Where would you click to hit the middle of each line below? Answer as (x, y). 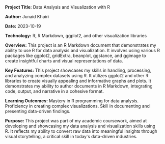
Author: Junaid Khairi (27, 16)
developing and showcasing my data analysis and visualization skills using (80, 126)
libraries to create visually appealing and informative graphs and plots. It (78, 81)
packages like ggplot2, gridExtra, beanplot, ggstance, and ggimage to (76, 56)
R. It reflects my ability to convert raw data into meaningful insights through (81, 131)
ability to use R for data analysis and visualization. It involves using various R (82, 50)
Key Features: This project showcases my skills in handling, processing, (78, 70)
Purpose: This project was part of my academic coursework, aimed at (76, 121)
